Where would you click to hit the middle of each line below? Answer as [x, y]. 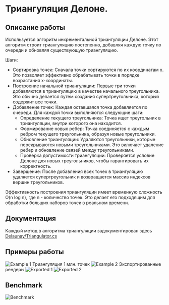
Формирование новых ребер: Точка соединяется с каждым [85, 129]
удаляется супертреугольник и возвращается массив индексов [81, 177]
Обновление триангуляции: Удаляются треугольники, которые [88, 139]
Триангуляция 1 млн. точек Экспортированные [97, 264]
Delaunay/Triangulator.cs [31, 236]
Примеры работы [35, 252]
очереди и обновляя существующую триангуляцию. [62, 50]
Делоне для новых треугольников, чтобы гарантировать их [84, 161]
